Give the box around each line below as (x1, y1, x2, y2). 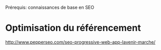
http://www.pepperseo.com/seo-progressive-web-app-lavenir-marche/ (5, 39, 156, 45)
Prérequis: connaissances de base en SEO (5, 5, 94, 10)
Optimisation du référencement (5, 22, 141, 34)
